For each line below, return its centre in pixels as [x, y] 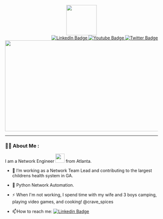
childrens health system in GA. [42, 176]
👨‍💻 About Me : [22, 146]
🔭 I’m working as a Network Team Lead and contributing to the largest [82, 171]
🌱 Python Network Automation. [43, 185]
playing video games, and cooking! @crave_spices [63, 202]
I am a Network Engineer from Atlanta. [49, 161]
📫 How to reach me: [32, 211]
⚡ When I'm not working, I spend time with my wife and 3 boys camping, [84, 195]
